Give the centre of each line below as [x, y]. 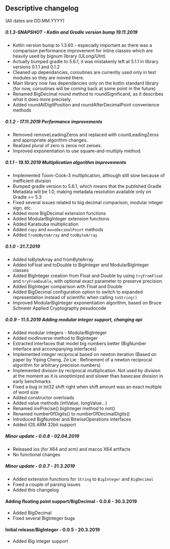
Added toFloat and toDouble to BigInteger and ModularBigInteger [81, 265]
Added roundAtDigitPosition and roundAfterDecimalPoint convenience [86, 104]
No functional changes [36, 454]
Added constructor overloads [43, 397]
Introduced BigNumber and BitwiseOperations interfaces [72, 419]
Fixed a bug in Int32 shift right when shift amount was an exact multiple [87, 387]
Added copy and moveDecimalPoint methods [58, 229]
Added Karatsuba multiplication [45, 224]
